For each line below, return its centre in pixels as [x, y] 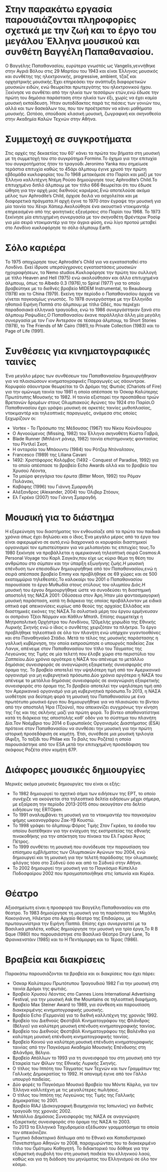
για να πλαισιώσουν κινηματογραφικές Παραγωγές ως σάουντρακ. [76, 381]
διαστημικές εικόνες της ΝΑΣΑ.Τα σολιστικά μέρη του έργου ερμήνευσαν [82, 611]
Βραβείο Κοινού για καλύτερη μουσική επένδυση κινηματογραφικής [83, 1042]
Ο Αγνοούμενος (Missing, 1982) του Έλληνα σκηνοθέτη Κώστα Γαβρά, [86, 433]
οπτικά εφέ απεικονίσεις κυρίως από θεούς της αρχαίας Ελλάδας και [78, 606]
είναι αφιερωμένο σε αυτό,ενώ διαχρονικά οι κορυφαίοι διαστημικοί [76, 542]
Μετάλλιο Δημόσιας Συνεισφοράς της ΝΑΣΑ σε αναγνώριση [76, 1116]
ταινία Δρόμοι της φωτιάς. [40, 989]
